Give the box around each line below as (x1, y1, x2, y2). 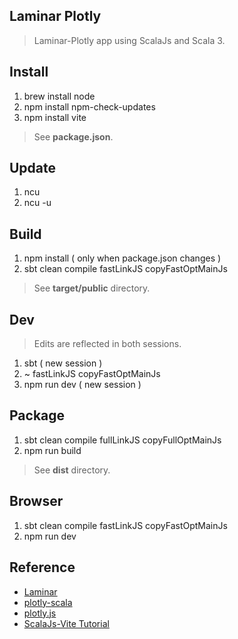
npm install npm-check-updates (23, 100, 156, 113)
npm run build (23, 444, 82, 456)
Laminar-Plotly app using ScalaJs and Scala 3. (33, 34, 226, 46)
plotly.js (23, 607, 57, 619)
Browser (9, 493, 64, 510)
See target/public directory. (33, 282, 151, 294)
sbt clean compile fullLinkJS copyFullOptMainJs (23, 434, 222, 446)
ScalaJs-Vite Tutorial (23, 617, 110, 629)
